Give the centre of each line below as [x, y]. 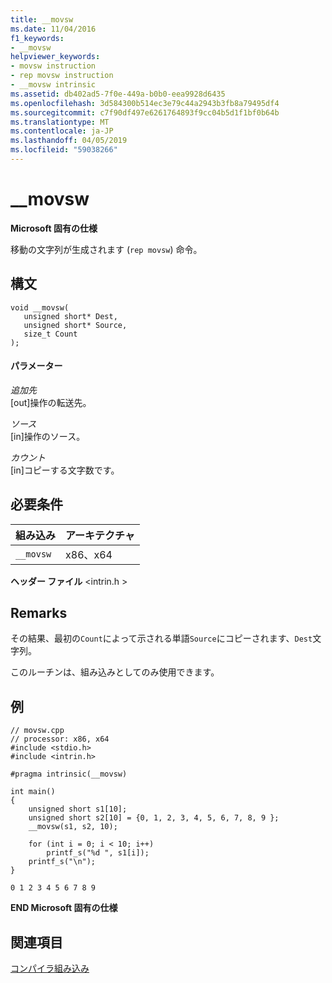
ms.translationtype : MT [60, 122]
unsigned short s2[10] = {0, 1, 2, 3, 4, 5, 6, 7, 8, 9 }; [154, 818]
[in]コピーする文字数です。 [65, 470]
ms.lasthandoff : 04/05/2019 [69, 141]
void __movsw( [40, 307]
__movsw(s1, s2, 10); [73, 827]
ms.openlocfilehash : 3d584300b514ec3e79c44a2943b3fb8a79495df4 [145, 103]
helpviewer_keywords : [55, 57]
